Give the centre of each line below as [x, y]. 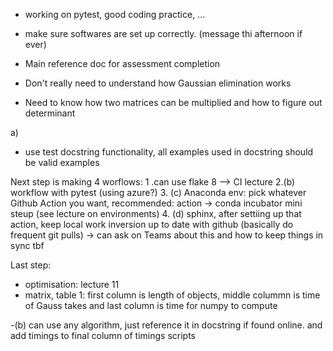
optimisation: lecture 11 [72, 284]
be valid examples [62, 162]
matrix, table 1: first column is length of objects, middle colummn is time [172, 295]
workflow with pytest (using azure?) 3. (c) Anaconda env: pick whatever [158, 192]
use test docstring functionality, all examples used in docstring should [169, 152]
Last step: [31, 265]
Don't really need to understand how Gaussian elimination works [158, 83]
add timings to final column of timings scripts [103, 335]
